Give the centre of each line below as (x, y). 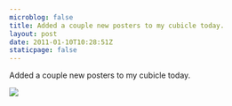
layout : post (33, 34)
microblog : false (41, 17)
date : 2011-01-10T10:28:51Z (61, 42)
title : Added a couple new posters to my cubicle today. (117, 26)
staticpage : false (43, 50)
